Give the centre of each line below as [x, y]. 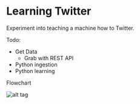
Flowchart [19, 83]
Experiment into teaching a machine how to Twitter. [70, 28]
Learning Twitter [49, 11]
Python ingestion [36, 64]
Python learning [35, 71]
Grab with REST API [49, 58]
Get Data [26, 51]
